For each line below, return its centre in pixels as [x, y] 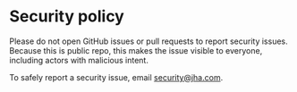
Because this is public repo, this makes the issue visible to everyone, [136, 50]
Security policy [67, 17]
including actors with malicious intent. [79, 60]
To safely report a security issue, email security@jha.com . [116, 77]
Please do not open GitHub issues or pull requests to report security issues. [148, 41]
